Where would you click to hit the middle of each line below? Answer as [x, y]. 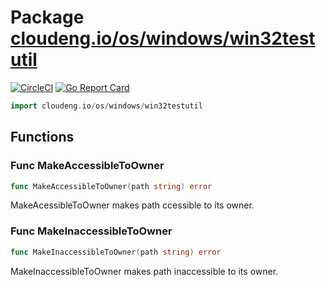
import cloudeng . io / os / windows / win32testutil [106, 106]
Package [47, 17]
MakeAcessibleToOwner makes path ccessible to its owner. [132, 205]
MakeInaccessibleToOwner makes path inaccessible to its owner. [144, 271]
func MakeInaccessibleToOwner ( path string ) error [116, 252]
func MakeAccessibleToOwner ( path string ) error [111, 186]
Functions [42, 137]
